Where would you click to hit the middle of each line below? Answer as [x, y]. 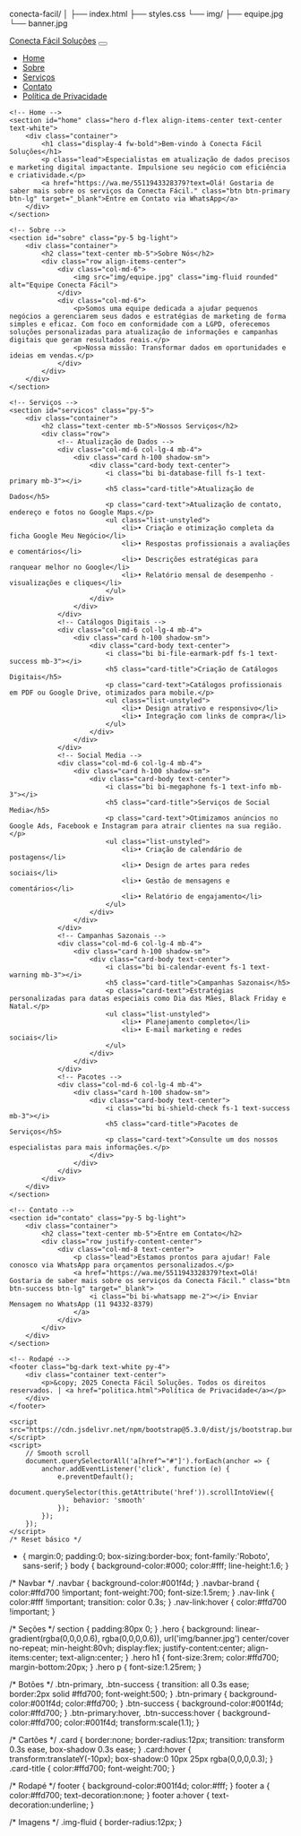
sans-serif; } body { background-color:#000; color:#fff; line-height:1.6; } [155, 1565]
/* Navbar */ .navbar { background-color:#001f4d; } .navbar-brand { [134, 1583]
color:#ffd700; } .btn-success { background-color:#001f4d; [174, 1703]
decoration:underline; [49, 1805]
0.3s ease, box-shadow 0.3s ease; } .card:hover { [100, 1749]
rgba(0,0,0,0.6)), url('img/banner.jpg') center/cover [195, 1638]
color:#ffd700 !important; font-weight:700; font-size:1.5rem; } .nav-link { [142, 1592]
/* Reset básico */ [46, 1539]
